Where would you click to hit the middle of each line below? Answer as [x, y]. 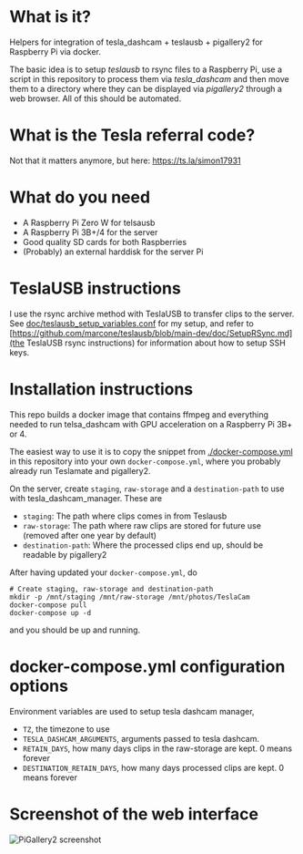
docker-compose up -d [50, 612]
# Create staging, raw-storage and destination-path [111, 589]
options [39, 686]
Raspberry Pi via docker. [56, 51]
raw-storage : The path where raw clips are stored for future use [142, 525]
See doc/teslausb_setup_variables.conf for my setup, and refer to [132, 323]
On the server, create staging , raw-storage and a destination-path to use [147, 489]
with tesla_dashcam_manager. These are [86, 498]
